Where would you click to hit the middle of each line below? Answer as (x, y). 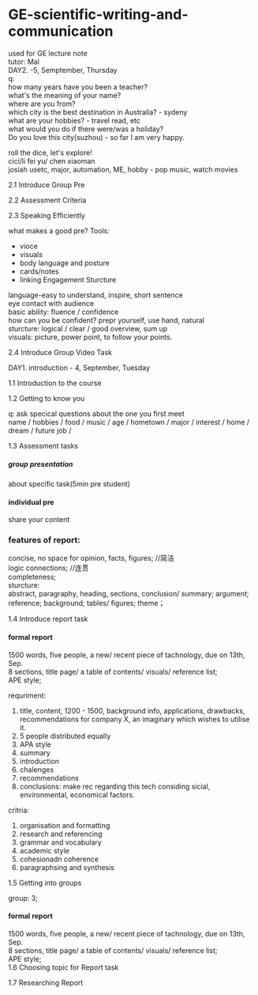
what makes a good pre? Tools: (59, 230)
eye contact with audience (51, 303)
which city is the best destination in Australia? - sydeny (98, 112)
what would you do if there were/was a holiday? (86, 129)
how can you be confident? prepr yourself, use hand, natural (107, 320)
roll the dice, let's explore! (50, 153)
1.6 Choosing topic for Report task (64, 967)
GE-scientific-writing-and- (98, 15)
